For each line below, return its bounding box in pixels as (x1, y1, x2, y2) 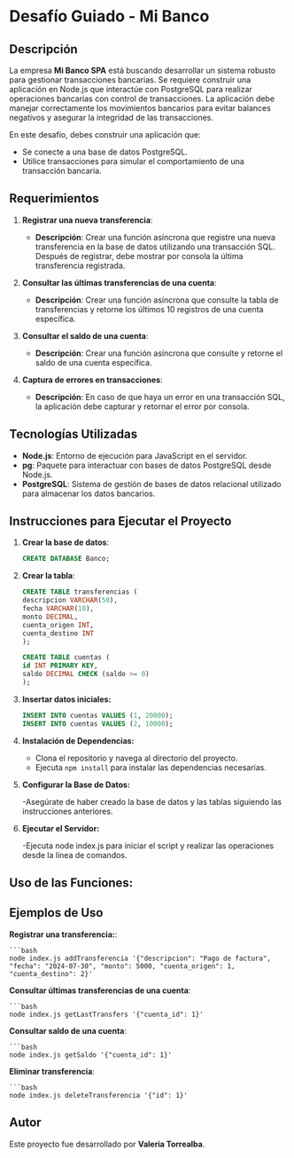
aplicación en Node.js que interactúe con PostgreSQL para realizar (9, 84, 252, 94)
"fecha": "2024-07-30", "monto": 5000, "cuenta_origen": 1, (9, 961, 236, 971)
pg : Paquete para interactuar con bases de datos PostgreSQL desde (21, 460, 272, 470)
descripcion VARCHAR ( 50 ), (21, 596, 118, 605)
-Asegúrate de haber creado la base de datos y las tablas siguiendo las (21, 796, 282, 807)
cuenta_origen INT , (21, 620, 95, 629)
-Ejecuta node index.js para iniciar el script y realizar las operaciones (21, 840, 275, 851)
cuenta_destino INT (21, 628, 95, 638)
